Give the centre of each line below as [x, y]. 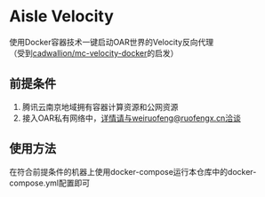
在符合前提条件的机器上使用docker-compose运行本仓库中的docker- [133, 171]
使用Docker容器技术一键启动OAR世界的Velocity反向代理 [112, 42]
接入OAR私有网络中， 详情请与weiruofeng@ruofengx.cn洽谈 [132, 118]
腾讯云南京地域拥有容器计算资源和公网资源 [100, 106]
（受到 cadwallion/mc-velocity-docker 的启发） [94, 53]
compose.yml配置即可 [50, 183]
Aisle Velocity [61, 16]
